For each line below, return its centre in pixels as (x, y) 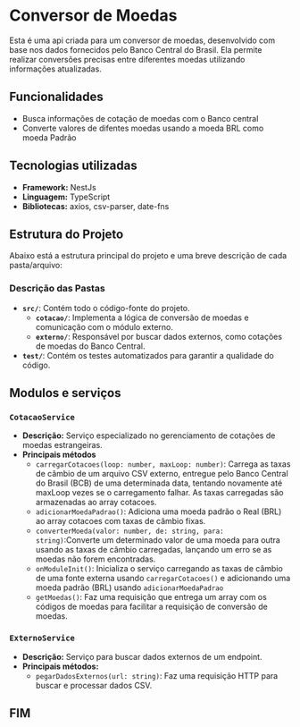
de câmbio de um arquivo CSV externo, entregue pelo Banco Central (162, 474)
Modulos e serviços (65, 393)
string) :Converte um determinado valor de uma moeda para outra (158, 540)
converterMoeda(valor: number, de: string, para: (130, 532)
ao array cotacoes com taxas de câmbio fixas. (121, 521)
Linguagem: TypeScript (66, 197)
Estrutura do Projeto (67, 234)
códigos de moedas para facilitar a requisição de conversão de (151, 607)
